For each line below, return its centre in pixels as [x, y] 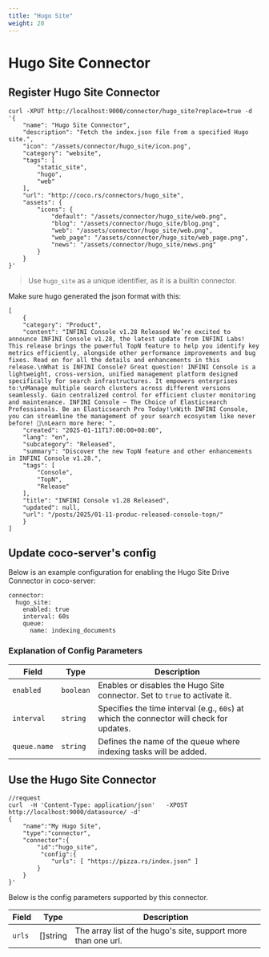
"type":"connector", [57, 833]
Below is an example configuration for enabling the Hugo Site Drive [119, 572]
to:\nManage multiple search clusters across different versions [119, 388]
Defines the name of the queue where [169, 741]
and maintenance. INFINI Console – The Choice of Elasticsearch [118, 402]
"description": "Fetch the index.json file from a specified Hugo [136, 132]
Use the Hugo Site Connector [82, 780]
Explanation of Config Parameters [75, 651]
